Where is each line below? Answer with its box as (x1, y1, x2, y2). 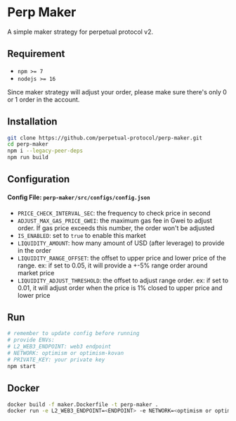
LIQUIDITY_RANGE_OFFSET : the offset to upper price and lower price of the (17, 253, 226, 262)
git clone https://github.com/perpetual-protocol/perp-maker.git (7, 134, 202, 142)
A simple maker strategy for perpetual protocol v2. (7, 27, 154, 36)
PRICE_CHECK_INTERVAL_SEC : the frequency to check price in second (17, 208, 211, 217)
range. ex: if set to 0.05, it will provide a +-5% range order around (17, 261, 209, 270)
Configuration (7, 173, 70, 185)
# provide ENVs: (7, 337, 55, 344)
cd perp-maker (7, 141, 49, 148)
